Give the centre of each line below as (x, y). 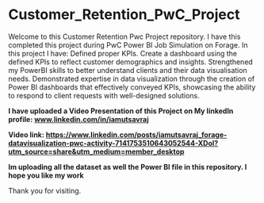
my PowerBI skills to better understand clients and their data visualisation (128, 70)
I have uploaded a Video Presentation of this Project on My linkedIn (121, 111)
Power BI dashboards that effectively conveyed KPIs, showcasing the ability (132, 87)
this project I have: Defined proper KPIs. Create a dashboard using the (123, 53)
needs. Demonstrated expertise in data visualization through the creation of (132, 79)
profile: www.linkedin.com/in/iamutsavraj (78, 119)
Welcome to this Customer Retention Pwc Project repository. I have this (124, 36)
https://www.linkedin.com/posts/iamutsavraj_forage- (136, 134)
